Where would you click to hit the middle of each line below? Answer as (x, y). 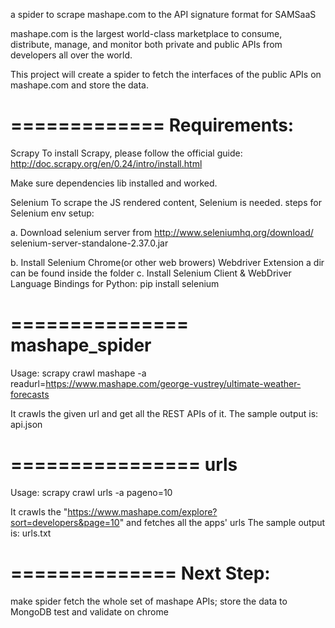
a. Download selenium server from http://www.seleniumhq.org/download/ (162, 232)
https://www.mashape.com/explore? (142, 511)
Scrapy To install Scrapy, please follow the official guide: (126, 153)
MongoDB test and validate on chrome (89, 611)
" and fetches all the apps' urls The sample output (222, 522)
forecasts (30, 394)
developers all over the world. (71, 55)
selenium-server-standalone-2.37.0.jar (89, 243)
